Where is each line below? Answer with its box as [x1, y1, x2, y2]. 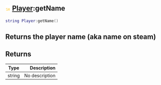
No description [24, 72, 56, 78]
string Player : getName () [5, 18, 59, 24]
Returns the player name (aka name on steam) [5, 33, 156, 41]
